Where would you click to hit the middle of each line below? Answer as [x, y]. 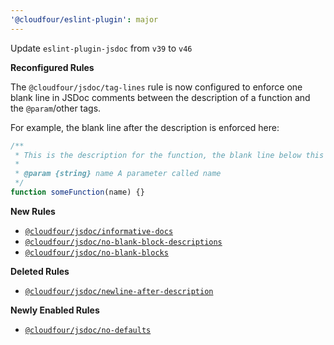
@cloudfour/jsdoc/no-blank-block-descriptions [123, 242]
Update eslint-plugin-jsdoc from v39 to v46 [101, 48]
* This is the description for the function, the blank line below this [169, 155]
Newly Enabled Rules [55, 310]
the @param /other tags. [56, 108]
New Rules [33, 211]
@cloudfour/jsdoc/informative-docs [99, 231]
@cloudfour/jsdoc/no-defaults [88, 330]
